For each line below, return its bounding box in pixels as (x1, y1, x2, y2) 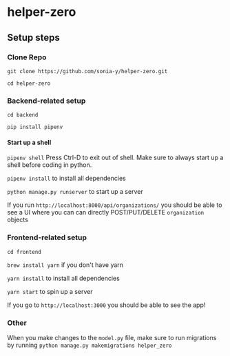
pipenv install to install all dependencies (7, 174, 126, 183)
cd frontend (7, 248, 41, 255)
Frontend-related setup (7, 233, 87, 242)
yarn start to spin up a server (7, 287, 93, 295)
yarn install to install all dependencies (7, 274, 121, 282)
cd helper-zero (7, 80, 51, 87)
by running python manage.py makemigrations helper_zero (7, 341, 172, 349)
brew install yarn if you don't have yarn (7, 260, 124, 269)
